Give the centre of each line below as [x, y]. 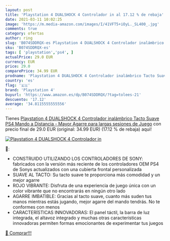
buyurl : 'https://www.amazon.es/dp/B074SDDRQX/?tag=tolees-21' [73, 95]
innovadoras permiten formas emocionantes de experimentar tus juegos [88, 223]
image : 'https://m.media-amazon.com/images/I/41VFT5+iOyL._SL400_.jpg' [82, 24]
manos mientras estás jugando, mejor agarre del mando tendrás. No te [86, 202]
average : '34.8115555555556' [36, 104]
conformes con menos [36, 207]
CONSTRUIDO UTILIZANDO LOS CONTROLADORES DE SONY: [78, 159]
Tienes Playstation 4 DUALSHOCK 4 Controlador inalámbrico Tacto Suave [82, 118]
